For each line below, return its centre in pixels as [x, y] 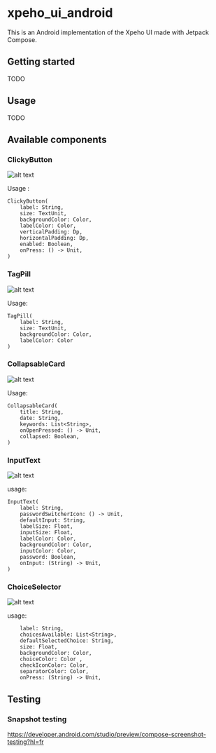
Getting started [41, 62]
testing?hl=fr [26, 742]
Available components [57, 139]
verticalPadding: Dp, [51, 232]
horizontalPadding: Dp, [55, 238]
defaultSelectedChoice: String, [67, 641]
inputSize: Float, [46, 533]
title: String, [42, 412]
